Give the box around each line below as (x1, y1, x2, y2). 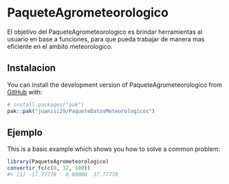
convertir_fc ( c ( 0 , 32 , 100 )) (7, 165, 91, 172)
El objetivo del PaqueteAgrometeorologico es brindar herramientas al (7, 28, 203, 36)
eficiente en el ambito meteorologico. (7, 42, 113, 50)
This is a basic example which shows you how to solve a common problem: (7, 145, 220, 153)
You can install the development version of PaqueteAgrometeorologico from (7, 81, 222, 89)
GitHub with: (7, 88, 43, 96)
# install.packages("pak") (7, 101, 85, 108)
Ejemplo (7, 126, 43, 139)
